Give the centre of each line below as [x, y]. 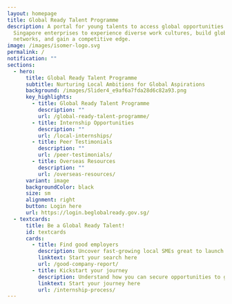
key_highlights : [49, 97]
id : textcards [46, 232]
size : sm [38, 193]
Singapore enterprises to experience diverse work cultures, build [113, 33]
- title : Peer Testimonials [72, 142]
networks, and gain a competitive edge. [72, 39]
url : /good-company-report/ [78, 264]
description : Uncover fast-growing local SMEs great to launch [131, 251]
